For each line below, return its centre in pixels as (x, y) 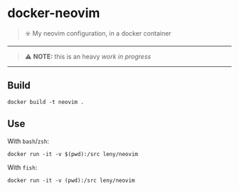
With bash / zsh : (28, 141)
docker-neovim (54, 13)
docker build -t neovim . (46, 102)
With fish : (22, 167)
